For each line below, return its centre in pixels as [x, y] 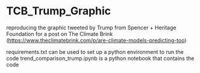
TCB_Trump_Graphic [59, 11]
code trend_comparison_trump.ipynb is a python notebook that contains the [100, 58]
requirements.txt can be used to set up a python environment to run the [95, 51]
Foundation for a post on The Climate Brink [60, 34]
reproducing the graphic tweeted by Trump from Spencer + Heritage [91, 28]
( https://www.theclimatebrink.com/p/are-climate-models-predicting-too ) [96, 40]
